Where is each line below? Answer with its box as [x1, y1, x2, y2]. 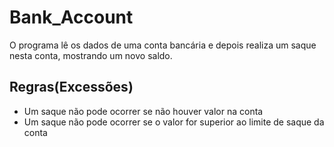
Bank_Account [9, 6, 134, 29]
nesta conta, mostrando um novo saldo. [9, 49, 173, 61]
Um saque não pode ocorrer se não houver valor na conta [23, 105, 264, 117]
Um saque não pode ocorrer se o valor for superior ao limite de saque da [23, 116, 325, 128]
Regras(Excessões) [9, 79, 134, 96]
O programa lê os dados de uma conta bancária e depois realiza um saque [9, 39, 317, 51]
